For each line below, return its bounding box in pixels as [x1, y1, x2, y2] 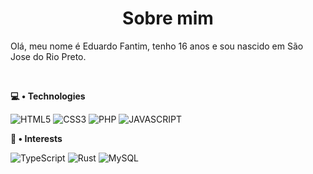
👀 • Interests [10, 132, 63, 144]
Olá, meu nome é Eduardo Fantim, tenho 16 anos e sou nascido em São [10, 40, 304, 52]
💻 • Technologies [10, 90, 86, 102]
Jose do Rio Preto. [10, 50, 87, 62]
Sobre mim [122, 7, 214, 30]
